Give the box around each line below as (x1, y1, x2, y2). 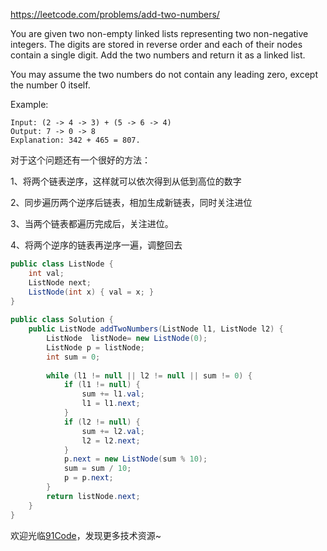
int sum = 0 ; (46, 352, 101, 362)
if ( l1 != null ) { (63, 380, 141, 390)
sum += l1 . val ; (81, 389, 145, 399)
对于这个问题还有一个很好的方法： (10, 154, 151, 166)
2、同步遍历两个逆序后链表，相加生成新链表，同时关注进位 (10, 197, 253, 208)
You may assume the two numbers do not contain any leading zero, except (10, 69, 318, 80)
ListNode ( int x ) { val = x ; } (28, 287, 155, 297)
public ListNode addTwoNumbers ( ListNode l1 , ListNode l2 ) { (28, 324, 284, 334)
